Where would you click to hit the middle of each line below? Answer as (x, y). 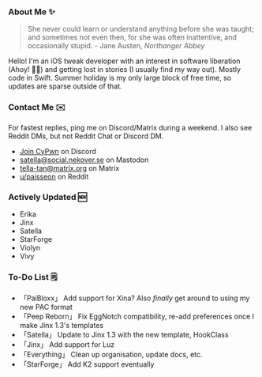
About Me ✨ (32, 12)
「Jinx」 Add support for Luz (67, 345)
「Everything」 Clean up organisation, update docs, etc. (111, 355)
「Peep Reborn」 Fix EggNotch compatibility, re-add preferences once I (137, 317)
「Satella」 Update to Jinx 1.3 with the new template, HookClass (124, 335)
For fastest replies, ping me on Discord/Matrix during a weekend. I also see (130, 127)
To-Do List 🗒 (33, 277)
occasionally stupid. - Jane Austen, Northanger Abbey (116, 46)
